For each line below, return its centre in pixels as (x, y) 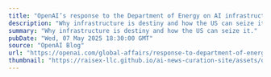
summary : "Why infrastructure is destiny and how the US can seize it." (133, 30)
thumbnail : (27, 61)
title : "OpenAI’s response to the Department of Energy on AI (115, 16)
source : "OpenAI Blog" (46, 46)
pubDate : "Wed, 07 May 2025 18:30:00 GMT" (81, 38)
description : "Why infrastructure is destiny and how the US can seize (131, 23)
